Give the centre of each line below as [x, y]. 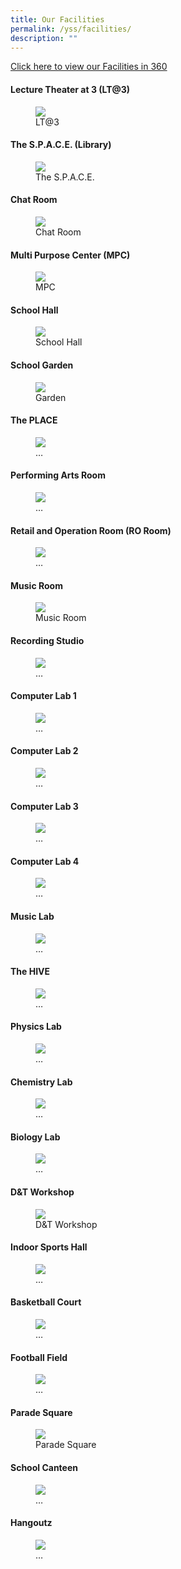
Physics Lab [36, 1027]
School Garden [42, 365]
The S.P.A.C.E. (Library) [61, 145]
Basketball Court [46, 1302]
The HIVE [30, 972]
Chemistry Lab [41, 1082]
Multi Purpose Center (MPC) [70, 255]
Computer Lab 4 [45, 861]
